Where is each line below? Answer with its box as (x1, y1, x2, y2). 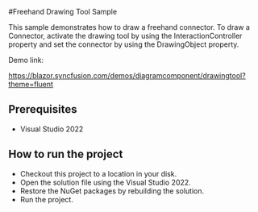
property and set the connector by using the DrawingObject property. (8, 39, 239, 49)
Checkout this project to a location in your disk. (19, 168, 177, 178)
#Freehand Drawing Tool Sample (8, 7, 118, 16)
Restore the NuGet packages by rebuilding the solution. (19, 185, 205, 196)
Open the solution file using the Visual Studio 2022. (19, 177, 191, 187)
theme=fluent (8, 80, 54, 89)
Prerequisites (8, 102, 77, 116)
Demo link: (8, 56, 44, 64)
